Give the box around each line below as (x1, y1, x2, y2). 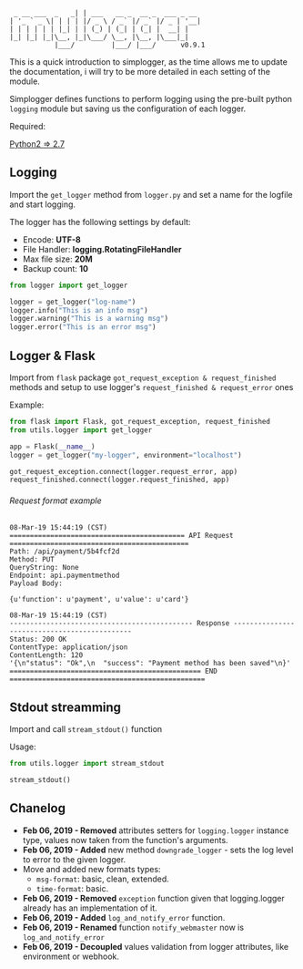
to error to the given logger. (22, 853, 126, 865)
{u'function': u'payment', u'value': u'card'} (9, 595, 189, 604)
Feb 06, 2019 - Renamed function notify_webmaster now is (22, 922, 244, 933)
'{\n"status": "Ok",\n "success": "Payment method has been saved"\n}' (9, 659, 291, 668)
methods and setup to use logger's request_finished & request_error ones (9, 382, 294, 392)
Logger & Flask (9, 347, 96, 364)
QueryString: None (9, 563, 79, 572)
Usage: (9, 741, 36, 752)
